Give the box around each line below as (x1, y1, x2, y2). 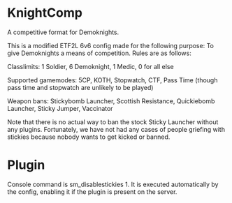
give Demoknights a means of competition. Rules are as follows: (7, 49, 192, 57)
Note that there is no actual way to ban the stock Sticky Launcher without (7, 117, 219, 126)
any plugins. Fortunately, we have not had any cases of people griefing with (7, 125, 226, 133)
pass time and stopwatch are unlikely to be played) (7, 83, 154, 91)
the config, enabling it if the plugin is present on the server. (7, 187, 177, 196)
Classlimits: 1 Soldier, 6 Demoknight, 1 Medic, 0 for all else (7, 62, 174, 70)
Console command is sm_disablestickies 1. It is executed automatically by (7, 180, 219, 188)
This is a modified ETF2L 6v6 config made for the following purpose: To (7, 41, 215, 50)
